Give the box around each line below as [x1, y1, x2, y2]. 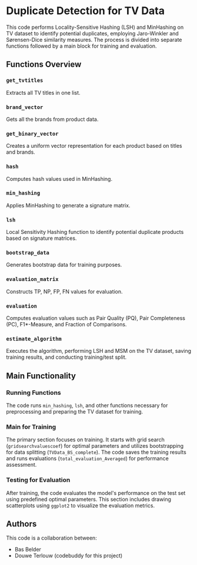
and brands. [6, 148, 35, 156]
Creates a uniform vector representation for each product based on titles [6, 143, 182, 150]
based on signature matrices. [6, 234, 77, 242]
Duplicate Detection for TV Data [6, 4, 165, 18]
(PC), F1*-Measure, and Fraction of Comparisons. [6, 321, 127, 328]
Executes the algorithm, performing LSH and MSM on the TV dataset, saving [6, 348, 192, 355]
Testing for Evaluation [6, 476, 71, 484]
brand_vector [6, 104, 44, 110]
